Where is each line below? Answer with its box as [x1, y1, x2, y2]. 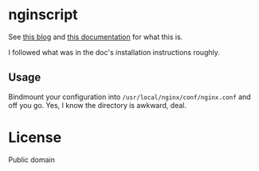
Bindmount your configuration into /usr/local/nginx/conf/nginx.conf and [8, 92, 251, 101]
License [8, 128, 62, 146]
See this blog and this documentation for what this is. [8, 32, 183, 42]
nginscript [8, 6, 78, 24]
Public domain [8, 154, 56, 165]
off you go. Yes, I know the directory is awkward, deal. [8, 100, 187, 109]
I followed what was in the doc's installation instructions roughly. [8, 47, 221, 57]
